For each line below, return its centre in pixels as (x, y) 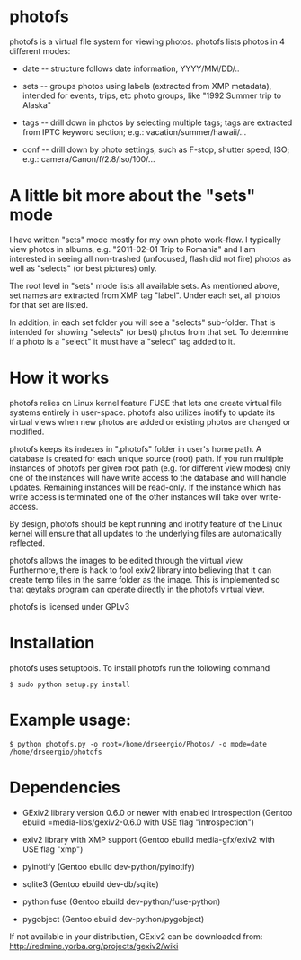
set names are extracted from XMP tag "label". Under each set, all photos (145, 295)
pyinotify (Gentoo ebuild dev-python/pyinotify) (108, 866)
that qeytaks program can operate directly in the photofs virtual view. (137, 589)
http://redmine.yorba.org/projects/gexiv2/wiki (94, 946)
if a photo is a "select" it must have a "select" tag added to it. (122, 341)
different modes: (40, 50)
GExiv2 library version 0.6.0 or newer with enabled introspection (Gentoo (157, 812)
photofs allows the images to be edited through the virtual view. (127, 560)
